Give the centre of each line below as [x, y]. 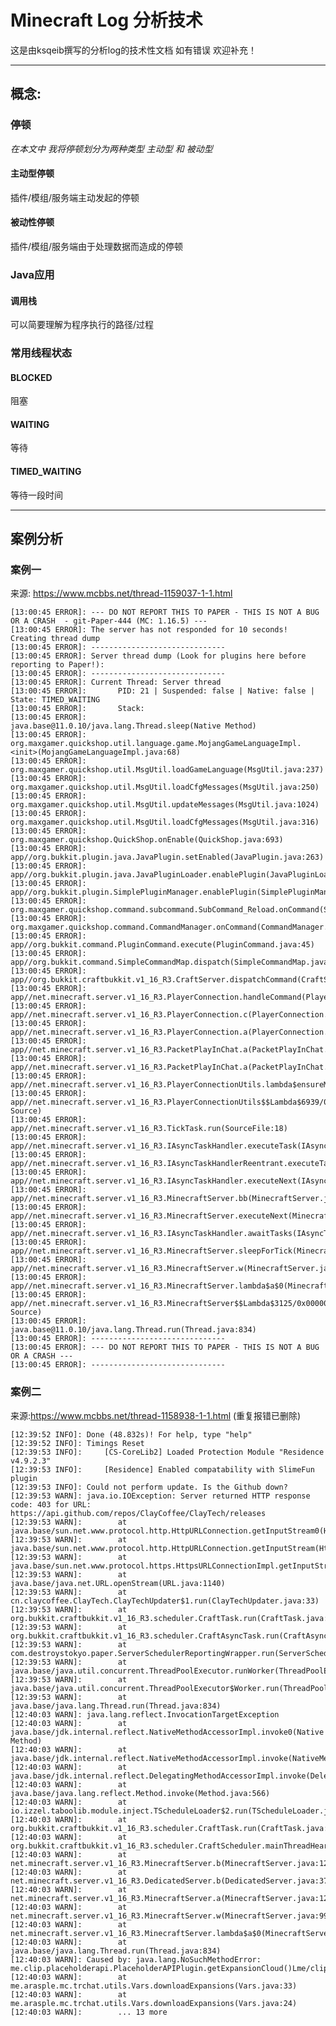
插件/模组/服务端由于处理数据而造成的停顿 [97, 247]
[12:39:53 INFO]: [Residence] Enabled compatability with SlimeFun [162, 1469]
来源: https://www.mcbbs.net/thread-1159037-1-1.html [121, 593]
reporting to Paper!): [57, 665]
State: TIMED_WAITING [55, 700]
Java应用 [32, 274]
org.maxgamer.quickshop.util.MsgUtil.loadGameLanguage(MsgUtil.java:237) [167, 770]
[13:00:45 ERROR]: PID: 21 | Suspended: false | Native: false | [162, 691]
